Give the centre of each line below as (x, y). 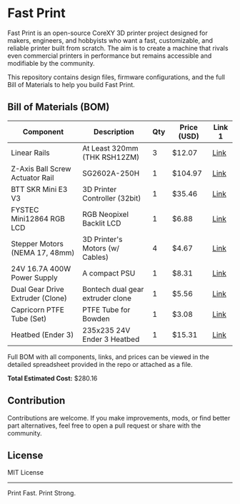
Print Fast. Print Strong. (42, 493)
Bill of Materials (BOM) (59, 107)
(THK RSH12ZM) (111, 157)
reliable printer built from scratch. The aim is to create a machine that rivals (118, 48)
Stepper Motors (37, 243)
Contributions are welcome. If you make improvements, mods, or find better (119, 418)
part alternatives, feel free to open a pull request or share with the (104, 425)
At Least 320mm (110, 148)
